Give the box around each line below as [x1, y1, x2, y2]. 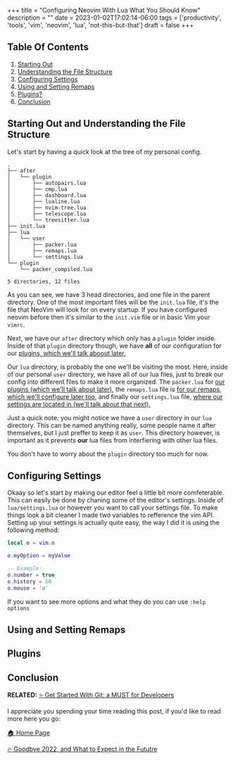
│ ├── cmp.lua [7, 186, 68, 193]
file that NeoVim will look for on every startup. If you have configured [7, 305, 208, 314]
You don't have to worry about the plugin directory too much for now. [7, 450, 209, 458]
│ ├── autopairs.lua [7, 179, 87, 186]
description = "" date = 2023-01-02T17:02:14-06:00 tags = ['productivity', [7, 13, 222, 22]
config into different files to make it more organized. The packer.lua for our [7, 377, 225, 386]
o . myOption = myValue [7, 552, 71, 559]
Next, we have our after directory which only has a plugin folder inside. [7, 334, 216, 342]
